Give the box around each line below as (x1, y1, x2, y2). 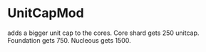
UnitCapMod (7, 5, 84, 21)
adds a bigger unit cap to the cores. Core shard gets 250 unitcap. (7, 28, 200, 37)
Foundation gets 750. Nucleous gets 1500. (7, 36, 131, 44)
